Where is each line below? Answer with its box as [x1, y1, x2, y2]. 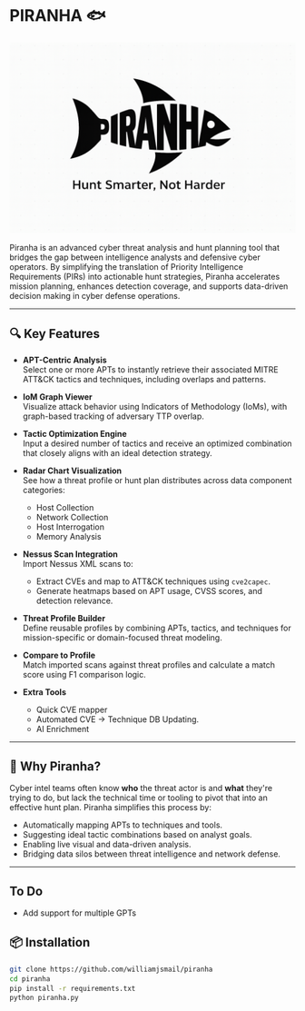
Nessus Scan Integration [22, 549, 118, 560]
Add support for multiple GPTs [22, 907, 137, 918]
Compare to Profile [22, 649, 96, 661]
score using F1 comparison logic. [22, 669, 147, 680]
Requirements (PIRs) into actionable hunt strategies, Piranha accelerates [9, 271, 280, 282]
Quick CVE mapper [35, 704, 108, 716]
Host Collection [35, 502, 94, 513]
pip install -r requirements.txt [9, 984, 136, 993]
